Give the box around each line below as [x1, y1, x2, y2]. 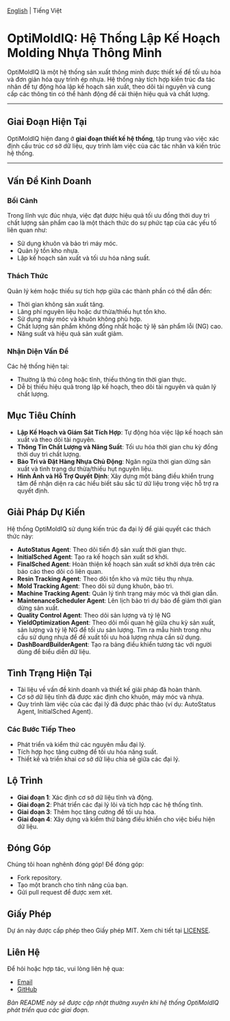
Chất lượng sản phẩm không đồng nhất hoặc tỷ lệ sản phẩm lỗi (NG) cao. [16, 322, 223, 330]
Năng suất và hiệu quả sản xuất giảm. [16, 329, 124, 337]
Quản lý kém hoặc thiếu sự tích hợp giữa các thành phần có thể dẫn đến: [7, 287, 212, 295]
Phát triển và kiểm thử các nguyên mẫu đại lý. [16, 740, 146, 748]
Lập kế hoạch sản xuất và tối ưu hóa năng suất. [16, 254, 151, 262]
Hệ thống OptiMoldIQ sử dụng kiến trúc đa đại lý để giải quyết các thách [7, 524, 211, 532]
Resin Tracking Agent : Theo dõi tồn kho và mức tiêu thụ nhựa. [16, 574, 194, 583]
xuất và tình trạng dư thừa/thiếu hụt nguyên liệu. [16, 464, 153, 473]
